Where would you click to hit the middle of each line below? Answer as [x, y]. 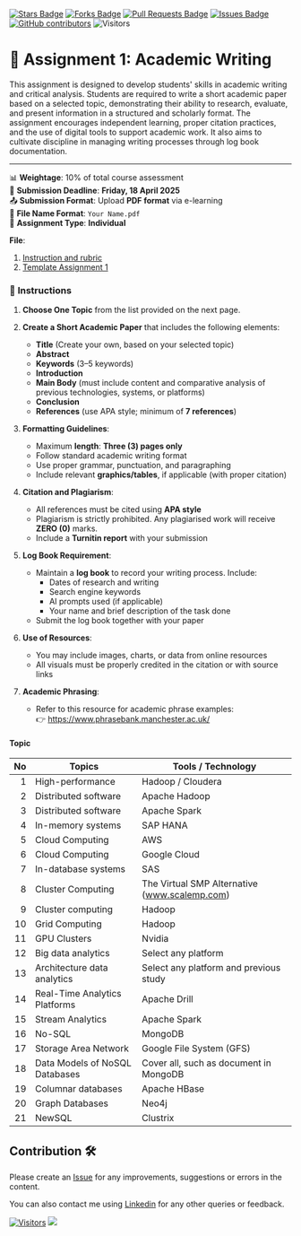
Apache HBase [173, 1089]
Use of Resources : [57, 638]
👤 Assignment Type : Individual [68, 222]
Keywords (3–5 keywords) [85, 364]
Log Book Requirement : [67, 555]
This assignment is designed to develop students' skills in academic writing [148, 84]
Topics [84, 767]
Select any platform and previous [211, 968]
